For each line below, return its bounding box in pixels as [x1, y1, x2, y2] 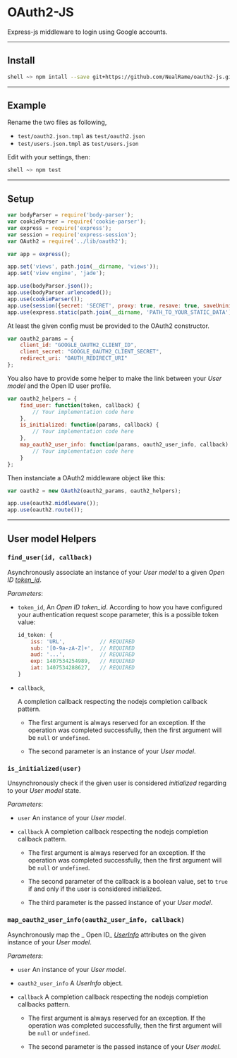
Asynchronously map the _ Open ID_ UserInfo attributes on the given [7, 930, 207, 939]
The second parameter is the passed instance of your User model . [28, 1042, 221, 1051]
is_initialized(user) [7, 765, 82, 772]
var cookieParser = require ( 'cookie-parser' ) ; [7, 218, 147, 225]
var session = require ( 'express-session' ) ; [7, 231, 138, 238]
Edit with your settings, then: [7, 153, 90, 162]
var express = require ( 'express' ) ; [7, 224, 112, 231]
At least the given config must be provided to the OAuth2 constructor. [7, 322, 210, 330]
